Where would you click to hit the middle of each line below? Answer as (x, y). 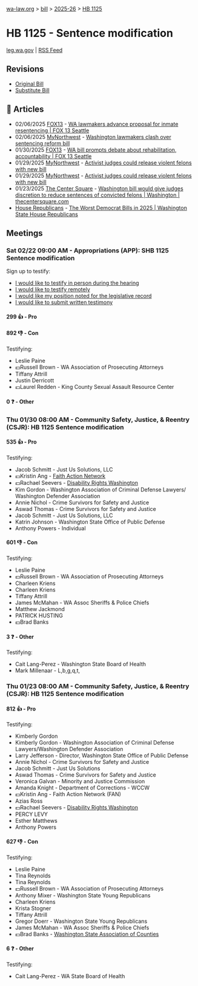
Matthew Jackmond (40, 609)
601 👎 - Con (22, 542)
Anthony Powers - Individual (50, 528)
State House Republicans (47, 214)
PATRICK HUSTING (39, 615)
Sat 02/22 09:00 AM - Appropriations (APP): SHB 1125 (88, 250)
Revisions (25, 69)
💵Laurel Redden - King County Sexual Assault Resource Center (94, 387)
